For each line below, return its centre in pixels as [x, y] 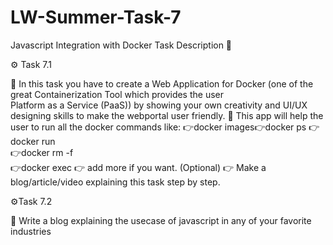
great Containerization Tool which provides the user [117, 94]
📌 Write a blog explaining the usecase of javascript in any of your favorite [161, 220]
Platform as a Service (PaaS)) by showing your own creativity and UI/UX [159, 105]
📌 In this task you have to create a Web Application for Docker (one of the [162, 83]
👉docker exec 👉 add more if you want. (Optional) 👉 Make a [138, 167]
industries [31, 231]
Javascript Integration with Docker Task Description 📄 [121, 45]
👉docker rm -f [42, 152]
